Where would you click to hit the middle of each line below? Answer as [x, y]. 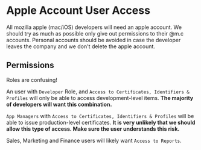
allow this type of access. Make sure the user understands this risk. [93, 129]
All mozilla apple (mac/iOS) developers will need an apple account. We [94, 27]
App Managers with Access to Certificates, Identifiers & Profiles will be [100, 116]
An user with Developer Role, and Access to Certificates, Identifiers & [98, 92]
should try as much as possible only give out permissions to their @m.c [95, 33]
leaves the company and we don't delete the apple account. [81, 46]
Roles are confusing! [32, 80]
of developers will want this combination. [59, 104]
